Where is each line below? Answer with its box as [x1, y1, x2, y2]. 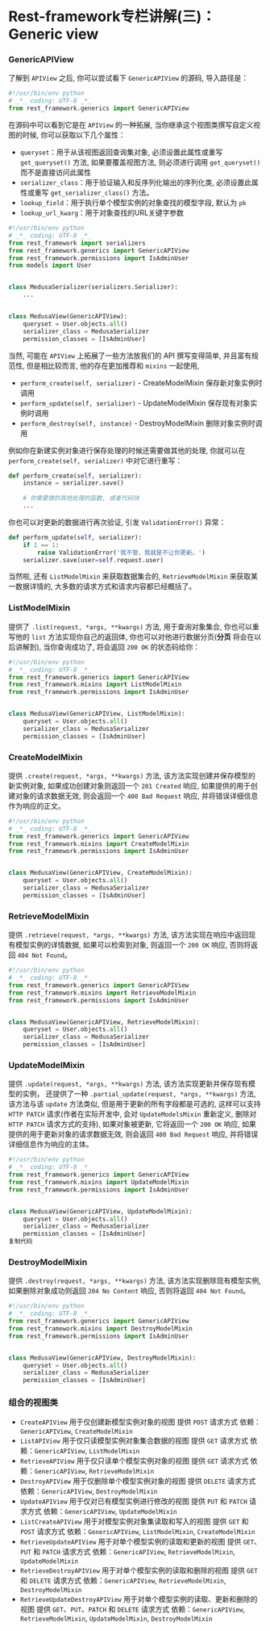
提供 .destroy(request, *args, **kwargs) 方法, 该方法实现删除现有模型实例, [8, 1276, 262, 1285]
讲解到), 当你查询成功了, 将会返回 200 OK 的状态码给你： [15, 641, 200, 651]
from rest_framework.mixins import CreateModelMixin [8, 839, 189, 848]
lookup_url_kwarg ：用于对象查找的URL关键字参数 [19, 208, 184, 218]
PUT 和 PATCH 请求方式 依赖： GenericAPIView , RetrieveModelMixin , [19, 1546, 235, 1556]
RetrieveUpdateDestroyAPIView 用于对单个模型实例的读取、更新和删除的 [19, 1594, 258, 1604]
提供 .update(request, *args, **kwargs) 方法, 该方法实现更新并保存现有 [8, 1079, 249, 1089]
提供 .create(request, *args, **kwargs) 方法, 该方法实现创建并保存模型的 [8, 771, 256, 780]
